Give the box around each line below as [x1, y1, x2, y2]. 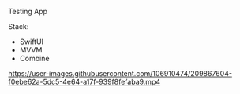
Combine [19, 54, 50, 63]
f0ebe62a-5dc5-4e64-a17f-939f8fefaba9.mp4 [8, 78, 160, 86]
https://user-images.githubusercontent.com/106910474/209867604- [8, 69, 233, 78]
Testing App [8, 7, 48, 16]
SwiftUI [19, 37, 44, 46]
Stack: [8, 22, 29, 31]
